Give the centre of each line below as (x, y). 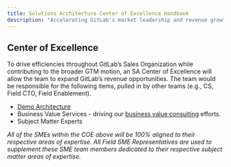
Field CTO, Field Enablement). (49, 93)
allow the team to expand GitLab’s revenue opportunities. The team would (111, 79)
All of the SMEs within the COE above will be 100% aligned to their (101, 135)
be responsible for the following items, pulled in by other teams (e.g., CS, (110, 86)
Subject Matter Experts (49, 122)
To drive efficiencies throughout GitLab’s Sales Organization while (100, 64)
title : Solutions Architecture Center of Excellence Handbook (98, 13)
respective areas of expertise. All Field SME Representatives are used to (109, 142)
